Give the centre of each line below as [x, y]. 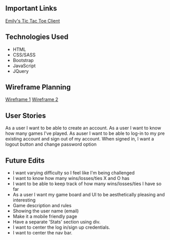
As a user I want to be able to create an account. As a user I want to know [83, 128]
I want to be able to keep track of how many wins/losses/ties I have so [87, 184]
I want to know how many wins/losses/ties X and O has [71, 178]
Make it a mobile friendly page [45, 216]
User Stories [26, 116]
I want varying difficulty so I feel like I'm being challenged [74, 173]
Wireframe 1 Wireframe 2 [32, 99]
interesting [24, 200]
